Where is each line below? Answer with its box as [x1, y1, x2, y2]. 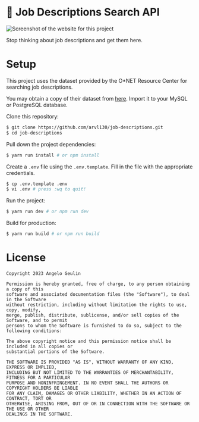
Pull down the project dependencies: [6, 140, 96, 148]
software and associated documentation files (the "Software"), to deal [6, 291, 190, 297]
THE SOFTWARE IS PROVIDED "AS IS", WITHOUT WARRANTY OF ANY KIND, [6, 359, 174, 365]
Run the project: [6, 197, 46, 204]
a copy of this [6, 286, 44, 292]
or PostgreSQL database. [6, 101, 68, 108]
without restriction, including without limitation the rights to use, [6, 302, 187, 308]
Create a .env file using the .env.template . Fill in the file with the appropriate [6, 163, 193, 170]
